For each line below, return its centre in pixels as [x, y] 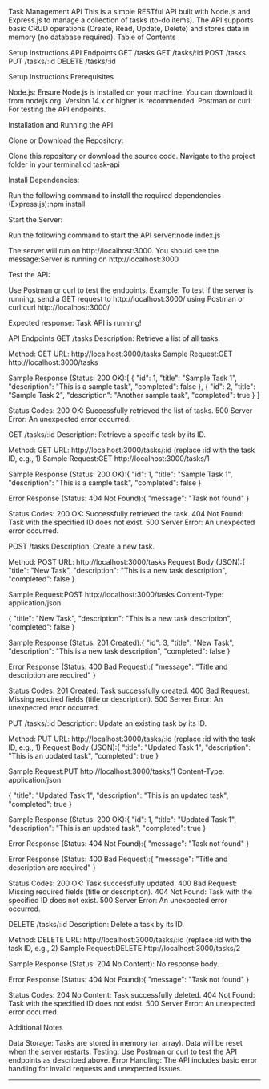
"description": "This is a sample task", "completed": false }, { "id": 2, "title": [132, 387]
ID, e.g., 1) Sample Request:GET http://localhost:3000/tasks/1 [109, 459]
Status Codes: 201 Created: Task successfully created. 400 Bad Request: [129, 690]
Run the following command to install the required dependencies [115, 195]
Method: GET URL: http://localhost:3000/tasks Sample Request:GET [120, 354]
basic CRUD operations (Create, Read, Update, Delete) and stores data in [129, 28]
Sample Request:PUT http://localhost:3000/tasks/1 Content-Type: [116, 771]
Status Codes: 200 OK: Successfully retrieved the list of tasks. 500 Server [130, 411]
